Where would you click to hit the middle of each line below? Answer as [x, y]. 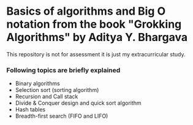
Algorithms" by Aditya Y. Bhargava [97, 37]
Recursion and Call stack [47, 97]
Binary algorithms [37, 83]
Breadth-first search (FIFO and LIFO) [62, 116]
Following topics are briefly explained [63, 70]
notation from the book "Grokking [94, 24]
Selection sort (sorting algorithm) [57, 90]
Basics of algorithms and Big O [86, 11]
